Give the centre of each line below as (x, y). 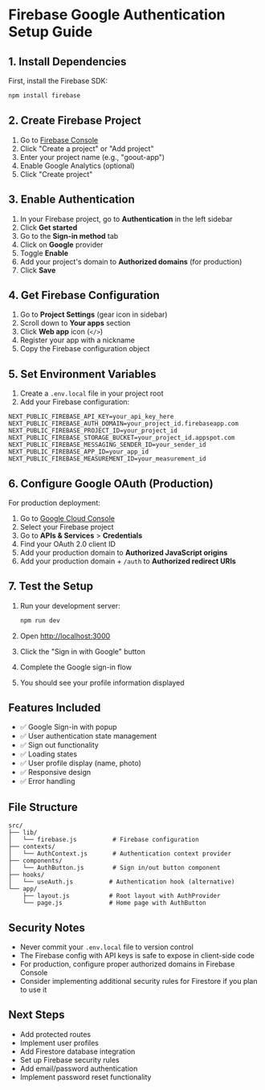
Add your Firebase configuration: (75, 402)
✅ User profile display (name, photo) (81, 763)
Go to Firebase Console (59, 140)
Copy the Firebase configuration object (85, 349)
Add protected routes (55, 1034)
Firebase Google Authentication (117, 15)
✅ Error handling (47, 781)
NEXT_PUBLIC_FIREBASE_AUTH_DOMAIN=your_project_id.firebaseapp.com (124, 424)
